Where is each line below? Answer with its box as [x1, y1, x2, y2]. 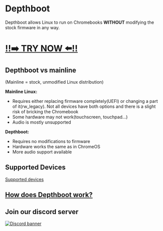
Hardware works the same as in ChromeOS [12, 143, 100, 149]
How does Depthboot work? [5, 191, 93, 199]
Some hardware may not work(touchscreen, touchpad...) [12, 114, 128, 120]
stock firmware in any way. [5, 24, 60, 30]
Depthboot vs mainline [5, 66, 77, 74]
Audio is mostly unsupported [12, 119, 72, 125]
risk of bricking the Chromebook [12, 108, 79, 114]
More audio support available [12, 149, 72, 155]
